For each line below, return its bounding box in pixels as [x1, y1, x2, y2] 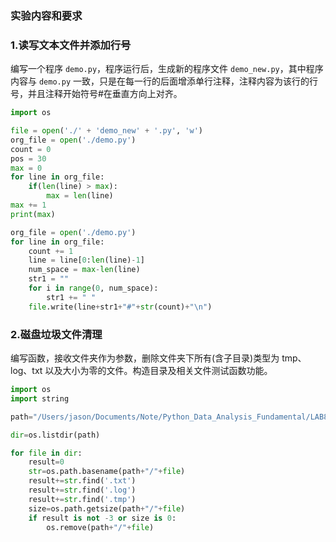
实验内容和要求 [10, 8, 83, 22]
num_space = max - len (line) [28, 265, 141, 275]
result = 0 [28, 457, 65, 467]
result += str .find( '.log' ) [28, 485, 137, 496]
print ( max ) [10, 209, 56, 219]
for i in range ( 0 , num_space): [28, 283, 159, 294]
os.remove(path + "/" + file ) [46, 522, 155, 532]
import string [10, 393, 70, 404]
